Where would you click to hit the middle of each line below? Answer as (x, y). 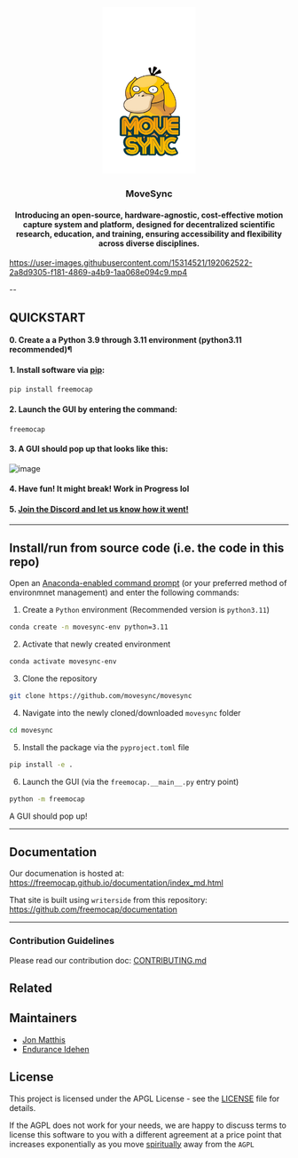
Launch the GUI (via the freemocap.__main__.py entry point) (130, 781)
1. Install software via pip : (57, 369)
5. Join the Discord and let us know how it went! (99, 509)
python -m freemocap (47, 799)
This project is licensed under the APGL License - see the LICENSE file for (145, 1099)
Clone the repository (59, 678)
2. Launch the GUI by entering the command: (94, 409)
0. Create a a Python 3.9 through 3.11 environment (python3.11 (125, 340)
